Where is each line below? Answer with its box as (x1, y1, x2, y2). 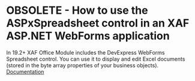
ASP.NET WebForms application (6, 29, 170, 43)
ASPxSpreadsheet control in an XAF (6, 16, 190, 30)
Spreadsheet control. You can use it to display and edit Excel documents (6, 55, 185, 62)
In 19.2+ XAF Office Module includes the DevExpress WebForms (6, 49, 165, 56)
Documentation (6, 68, 44, 75)
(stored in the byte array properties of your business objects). (6, 61, 159, 69)
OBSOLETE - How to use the (6, 4, 148, 17)
